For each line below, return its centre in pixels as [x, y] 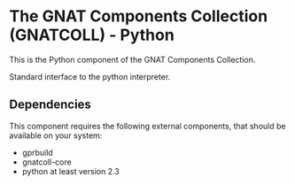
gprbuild [37, 152]
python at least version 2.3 [70, 171]
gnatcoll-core [47, 162]
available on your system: [56, 135]
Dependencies [50, 105]
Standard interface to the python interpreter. [90, 76]
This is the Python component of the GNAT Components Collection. [132, 59]
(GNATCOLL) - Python [92, 35]
